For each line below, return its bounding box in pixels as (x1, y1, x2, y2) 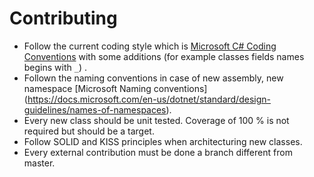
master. (23, 157, 56, 169)
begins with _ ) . (23, 61, 87, 73)
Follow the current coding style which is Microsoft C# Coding (23, 40, 277, 52)
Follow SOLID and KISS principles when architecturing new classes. (23, 135, 303, 147)
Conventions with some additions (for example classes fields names (23, 50, 305, 62)
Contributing (9, 7, 118, 30)
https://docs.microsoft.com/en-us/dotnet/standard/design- (27, 93, 271, 105)
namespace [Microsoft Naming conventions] (23, 82, 208, 94)
